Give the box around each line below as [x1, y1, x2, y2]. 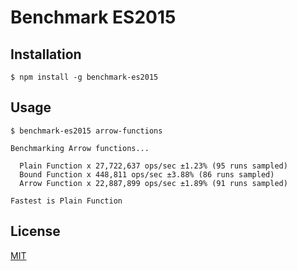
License [10, 223, 61, 240]
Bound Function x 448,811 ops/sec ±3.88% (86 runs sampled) [19, 169, 275, 180]
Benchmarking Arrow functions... [10, 143, 150, 153]
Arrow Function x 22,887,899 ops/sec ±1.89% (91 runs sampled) [19, 178, 288, 188]
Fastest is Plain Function [10, 196, 123, 206]
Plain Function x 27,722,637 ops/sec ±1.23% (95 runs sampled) [19, 161, 288, 171]
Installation [10, 46, 82, 63]
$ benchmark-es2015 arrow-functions [10, 126, 163, 136]
